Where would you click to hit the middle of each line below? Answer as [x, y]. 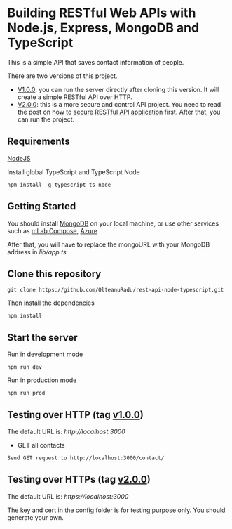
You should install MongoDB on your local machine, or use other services [113, 223]
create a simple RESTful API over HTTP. [75, 97]
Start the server [43, 338]
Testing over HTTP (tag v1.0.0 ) [75, 415]
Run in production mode [42, 380]
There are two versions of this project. [62, 76]
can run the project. [46, 119]
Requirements [39, 142]
